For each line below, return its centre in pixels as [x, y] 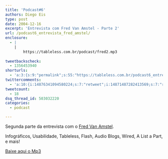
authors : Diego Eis [25, 15]
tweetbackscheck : [23, 61]
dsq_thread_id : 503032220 [32, 98]
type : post [16, 19]
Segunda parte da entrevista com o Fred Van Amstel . [59, 126]
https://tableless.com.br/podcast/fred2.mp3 [70, 52]
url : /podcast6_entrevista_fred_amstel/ [48, 33]
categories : [17, 103]
